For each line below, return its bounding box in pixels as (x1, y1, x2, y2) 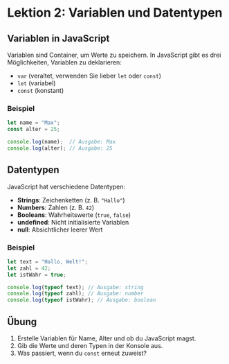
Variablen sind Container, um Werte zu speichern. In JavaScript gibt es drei (7, 51, 221, 59)
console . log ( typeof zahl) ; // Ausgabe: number (7, 290, 144, 297)
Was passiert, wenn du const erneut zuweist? (17, 349, 147, 357)
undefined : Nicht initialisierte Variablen (17, 218, 129, 226)
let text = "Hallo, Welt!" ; (7, 258, 89, 265)
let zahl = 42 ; (7, 265, 51, 272)
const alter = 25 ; (7, 126, 60, 133)
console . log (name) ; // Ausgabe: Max (7, 139, 116, 146)
